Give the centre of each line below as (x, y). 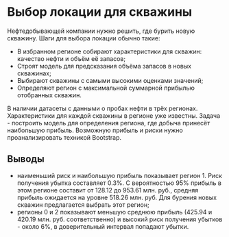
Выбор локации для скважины (100, 12)
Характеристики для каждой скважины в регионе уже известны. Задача (114, 115)
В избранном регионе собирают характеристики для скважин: (109, 51)
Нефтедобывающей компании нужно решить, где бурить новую (101, 31)
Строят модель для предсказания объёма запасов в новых (104, 66)
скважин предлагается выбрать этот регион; (83, 204)
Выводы (26, 159)
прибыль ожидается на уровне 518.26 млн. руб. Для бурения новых (117, 197)
